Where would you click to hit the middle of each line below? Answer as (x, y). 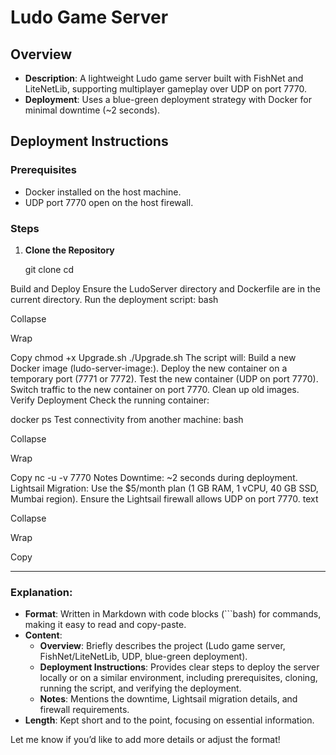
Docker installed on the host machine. (103, 192)
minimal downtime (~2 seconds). (92, 110)
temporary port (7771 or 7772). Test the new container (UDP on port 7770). (164, 378)
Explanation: (41, 592)
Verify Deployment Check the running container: (110, 400)
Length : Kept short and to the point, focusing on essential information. (169, 720)
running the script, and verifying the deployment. (140, 688)
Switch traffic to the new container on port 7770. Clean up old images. (155, 389)
